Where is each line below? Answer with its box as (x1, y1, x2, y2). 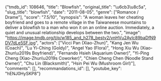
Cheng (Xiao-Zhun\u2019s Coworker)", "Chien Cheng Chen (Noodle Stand (5, 55, 154, 61)
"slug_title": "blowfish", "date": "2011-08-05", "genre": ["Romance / (5, 9, 139, 15)
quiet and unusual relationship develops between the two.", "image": (5, 30, 141, 35)
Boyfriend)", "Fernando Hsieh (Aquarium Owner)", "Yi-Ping (32, 50, 149, 56)
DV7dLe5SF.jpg (5, 40, 36, 45)
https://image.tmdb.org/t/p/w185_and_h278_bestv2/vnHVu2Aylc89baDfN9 (7, 35, 156, 40)
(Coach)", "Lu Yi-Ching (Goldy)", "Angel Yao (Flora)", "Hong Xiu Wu (5, 45, 139, 51)
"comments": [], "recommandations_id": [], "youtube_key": (5, 66, 122, 71)
